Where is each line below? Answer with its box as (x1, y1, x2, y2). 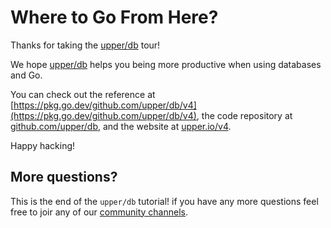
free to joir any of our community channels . (10, 206, 188, 218)
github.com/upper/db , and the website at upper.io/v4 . (10, 120, 232, 132)
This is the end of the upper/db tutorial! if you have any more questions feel (10, 195, 319, 207)
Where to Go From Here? (10, 6, 219, 29)
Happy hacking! (10, 139, 76, 151)
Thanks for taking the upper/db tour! (10, 39, 161, 51)
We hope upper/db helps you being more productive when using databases (10, 58, 322, 70)
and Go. (10, 69, 43, 81)
